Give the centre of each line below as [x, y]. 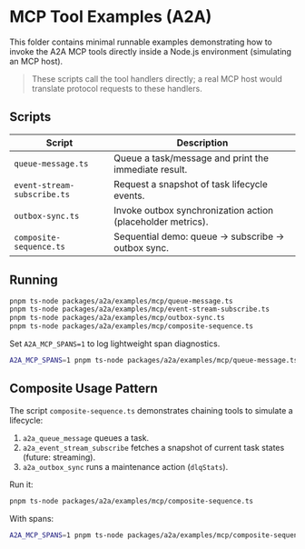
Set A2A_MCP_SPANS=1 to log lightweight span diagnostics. [115, 344]
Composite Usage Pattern [84, 389]
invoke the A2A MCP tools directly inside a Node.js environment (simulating [151, 51]
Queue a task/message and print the [191, 158]
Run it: [21, 484]
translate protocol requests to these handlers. [117, 88]
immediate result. [150, 169]
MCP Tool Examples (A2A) [111, 17]
